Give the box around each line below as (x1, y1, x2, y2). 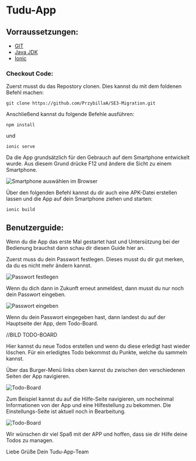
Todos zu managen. (6, 437, 54, 444)
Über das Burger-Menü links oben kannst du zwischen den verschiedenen (6, 367, 185, 374)
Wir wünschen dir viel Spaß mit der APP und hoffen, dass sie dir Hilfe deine (6, 431, 188, 438)
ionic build (6, 206, 35, 213)
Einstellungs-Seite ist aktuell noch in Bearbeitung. (6, 408, 126, 415)
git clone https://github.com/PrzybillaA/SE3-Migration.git (6, 100, 156, 106)
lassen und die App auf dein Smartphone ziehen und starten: (6, 195, 153, 202)
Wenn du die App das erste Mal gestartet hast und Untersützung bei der (6, 238, 180, 245)
